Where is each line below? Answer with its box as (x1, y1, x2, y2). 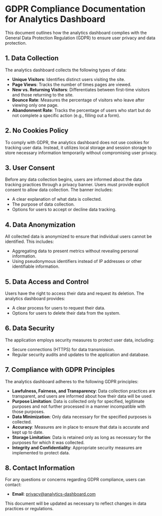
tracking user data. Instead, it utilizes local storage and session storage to (5, 145, 152, 150)
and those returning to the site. (12, 92, 74, 97)
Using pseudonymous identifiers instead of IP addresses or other (12, 258, 142, 264)
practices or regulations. (5, 506, 54, 512)
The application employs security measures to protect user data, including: (5, 337, 155, 343)
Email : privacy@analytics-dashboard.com (12, 491, 96, 497)
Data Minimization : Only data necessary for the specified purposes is (12, 414, 151, 419)
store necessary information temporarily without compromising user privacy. (5, 149, 158, 156)
